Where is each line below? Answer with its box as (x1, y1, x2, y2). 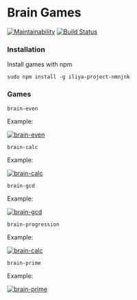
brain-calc (7, 143, 38, 150)
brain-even (7, 105, 38, 112)
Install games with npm (7, 60, 73, 69)
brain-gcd (7, 182, 36, 189)
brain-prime (7, 259, 41, 266)
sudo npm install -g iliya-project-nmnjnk (7, 73, 130, 80)
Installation (7, 45, 46, 54)
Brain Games (7, 5, 82, 21)
